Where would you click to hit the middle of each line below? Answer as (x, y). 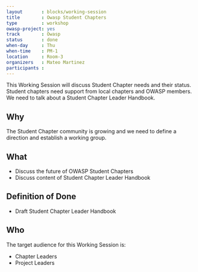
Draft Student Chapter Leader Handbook (65, 211)
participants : (25, 68)
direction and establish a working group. (56, 138)
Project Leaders (35, 262)
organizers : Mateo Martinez (46, 62)
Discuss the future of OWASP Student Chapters (74, 171)
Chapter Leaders (36, 256)
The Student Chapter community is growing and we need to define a (91, 131)
